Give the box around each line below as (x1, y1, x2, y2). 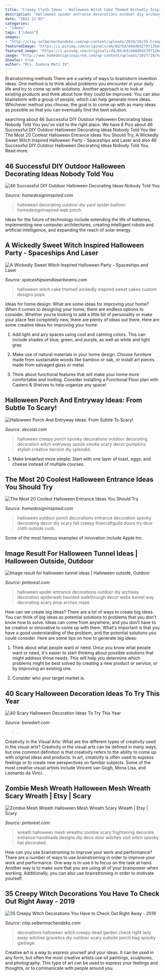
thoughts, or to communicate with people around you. (5, 965, 114, 971)
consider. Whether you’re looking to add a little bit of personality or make (5, 311, 153, 317)
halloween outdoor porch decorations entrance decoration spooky (17, 515, 152, 521)
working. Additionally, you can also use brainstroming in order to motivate (5, 870, 154, 876)
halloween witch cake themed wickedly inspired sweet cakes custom (17, 286, 157, 292)
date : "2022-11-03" (5, 16, 45, 21)
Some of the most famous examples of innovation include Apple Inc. (5, 535, 143, 541)
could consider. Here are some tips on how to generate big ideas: (5, 635, 137, 641)
